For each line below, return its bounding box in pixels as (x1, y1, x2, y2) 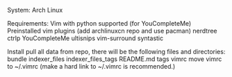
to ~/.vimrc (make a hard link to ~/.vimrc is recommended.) (7, 62, 176, 70)
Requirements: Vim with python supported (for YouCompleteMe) (7, 19, 192, 27)
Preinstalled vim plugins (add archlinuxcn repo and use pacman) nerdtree (7, 27, 217, 35)
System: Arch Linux (7, 6, 63, 14)
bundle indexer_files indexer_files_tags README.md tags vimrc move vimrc (7, 55, 222, 63)
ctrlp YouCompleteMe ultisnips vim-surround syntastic (7, 34, 164, 42)
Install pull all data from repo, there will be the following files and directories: (7, 48, 226, 55)
